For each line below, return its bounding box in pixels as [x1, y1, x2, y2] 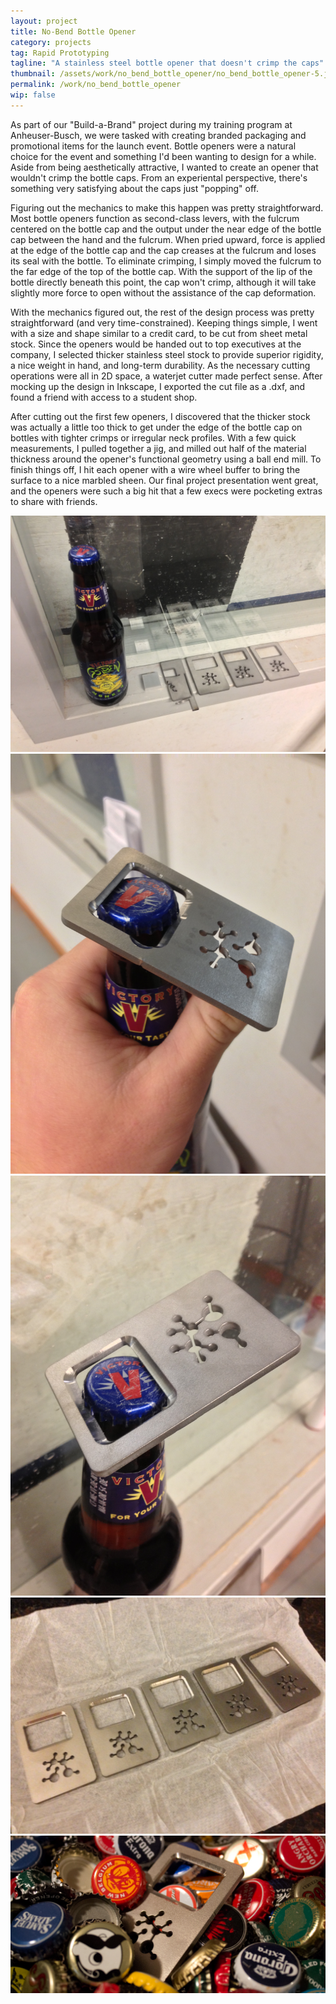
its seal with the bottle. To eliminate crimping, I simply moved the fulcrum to [10, 255, 322, 267]
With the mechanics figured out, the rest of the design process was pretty [10, 306, 315, 318]
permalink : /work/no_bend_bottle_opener [10, 80, 182, 90]
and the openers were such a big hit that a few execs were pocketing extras [10, 485, 323, 497]
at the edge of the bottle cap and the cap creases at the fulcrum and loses [10, 244, 317, 256]
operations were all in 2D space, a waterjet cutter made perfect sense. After [10, 370, 323, 382]
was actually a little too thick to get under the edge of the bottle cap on [10, 421, 303, 433]
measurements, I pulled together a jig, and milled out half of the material [10, 442, 307, 454]
